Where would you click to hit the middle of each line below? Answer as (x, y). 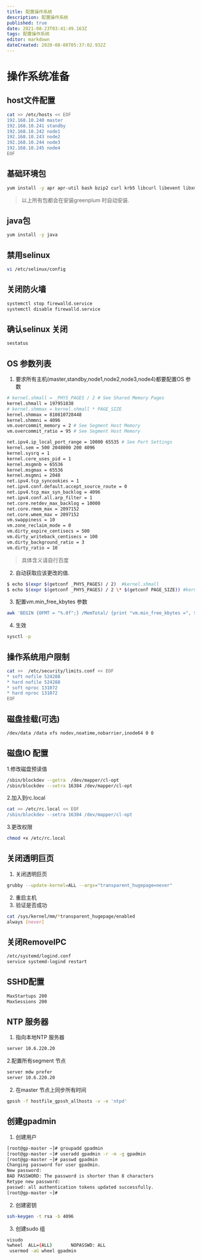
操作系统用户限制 (38, 657)
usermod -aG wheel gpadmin (43, 1251)
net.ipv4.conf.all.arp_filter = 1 (50, 497)
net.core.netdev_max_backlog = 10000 (54, 503)
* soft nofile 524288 (34, 676)
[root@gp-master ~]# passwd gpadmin (52, 1159)
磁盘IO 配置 (28, 753)
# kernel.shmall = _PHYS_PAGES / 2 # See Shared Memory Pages (86, 398)
